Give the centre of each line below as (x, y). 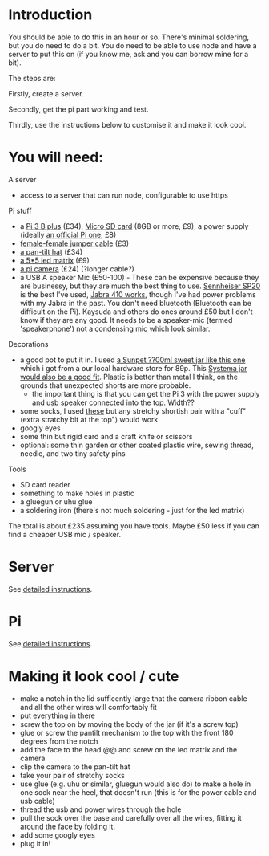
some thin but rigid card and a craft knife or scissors (106, 436)
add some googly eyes (58, 835)
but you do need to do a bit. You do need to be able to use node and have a (133, 45)
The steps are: (32, 78)
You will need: (56, 157)
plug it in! (35, 843)
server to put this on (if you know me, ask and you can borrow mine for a (128, 54)
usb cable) (38, 801)
